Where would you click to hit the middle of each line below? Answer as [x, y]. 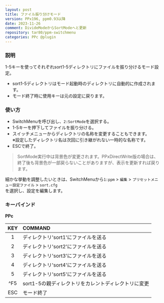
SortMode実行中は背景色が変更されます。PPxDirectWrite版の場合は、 [88, 157]
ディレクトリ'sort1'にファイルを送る [65, 237]
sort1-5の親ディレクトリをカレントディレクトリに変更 [86, 283]
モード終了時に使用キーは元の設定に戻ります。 [60, 96]
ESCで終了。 [25, 146]
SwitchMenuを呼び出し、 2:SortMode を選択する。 [62, 122]
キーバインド [20, 205]
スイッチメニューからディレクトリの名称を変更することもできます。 [81, 134]
